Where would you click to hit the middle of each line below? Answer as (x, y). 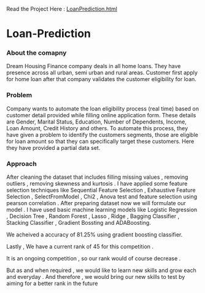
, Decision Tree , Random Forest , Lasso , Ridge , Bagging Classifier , (93, 216)
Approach (21, 163)
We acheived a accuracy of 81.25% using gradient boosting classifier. (95, 235)
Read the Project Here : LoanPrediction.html (62, 9)
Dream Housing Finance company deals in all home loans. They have (94, 66)
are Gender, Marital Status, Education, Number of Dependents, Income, (97, 122)
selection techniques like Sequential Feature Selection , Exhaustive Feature (101, 190)
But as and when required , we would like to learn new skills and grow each (101, 270)
